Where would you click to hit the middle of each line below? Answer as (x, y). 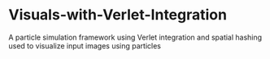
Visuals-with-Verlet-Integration (118, 15)
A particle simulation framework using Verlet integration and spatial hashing (135, 37)
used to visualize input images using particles (85, 45)
